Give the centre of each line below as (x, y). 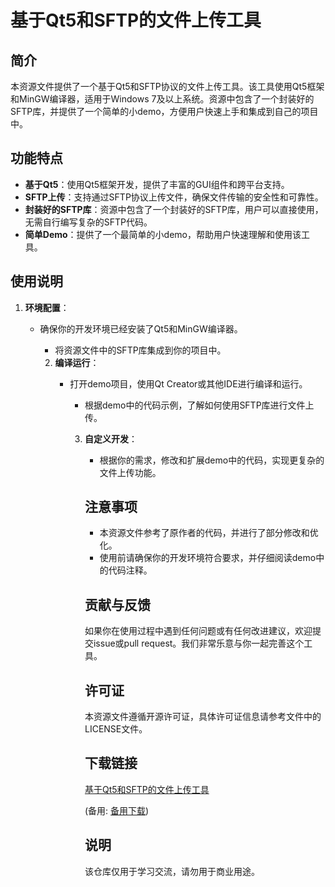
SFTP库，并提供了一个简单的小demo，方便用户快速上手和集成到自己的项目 (164, 111)
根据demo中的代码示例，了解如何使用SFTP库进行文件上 (199, 405)
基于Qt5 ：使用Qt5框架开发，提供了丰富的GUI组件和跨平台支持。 (157, 184)
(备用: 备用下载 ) (117, 810)
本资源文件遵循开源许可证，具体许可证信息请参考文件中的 (203, 717)
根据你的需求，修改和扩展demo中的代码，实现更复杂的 (212, 460)
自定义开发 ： (111, 438)
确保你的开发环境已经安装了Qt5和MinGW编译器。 (141, 328)
